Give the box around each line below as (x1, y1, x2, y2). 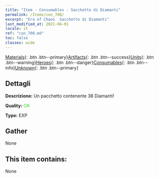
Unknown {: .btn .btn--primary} (15, 65, 79, 71)
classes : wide (5, 40, 35, 45)
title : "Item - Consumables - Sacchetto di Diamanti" (5, 7, 121, 13)
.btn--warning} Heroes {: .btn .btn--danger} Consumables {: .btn (5, 59, 135, 66)
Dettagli (5, 79, 31, 88)
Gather (5, 127, 28, 135)
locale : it (5, 26, 28, 31)
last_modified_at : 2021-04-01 (5, 21, 69, 27)
